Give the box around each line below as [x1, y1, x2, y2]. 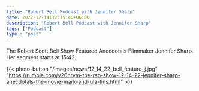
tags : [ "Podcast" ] [6, 25, 52, 32]
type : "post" [6, 31, 42, 37]
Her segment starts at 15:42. [6, 54, 77, 61]
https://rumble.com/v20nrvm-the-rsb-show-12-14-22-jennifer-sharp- [8, 72, 181, 79]
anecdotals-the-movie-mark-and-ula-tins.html [6, 78, 121, 86]
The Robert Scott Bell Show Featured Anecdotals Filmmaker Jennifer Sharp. [6, 47, 194, 54]
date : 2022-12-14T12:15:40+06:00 [6, 14, 90, 20]
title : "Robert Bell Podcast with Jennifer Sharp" [6, 8, 135, 15]
